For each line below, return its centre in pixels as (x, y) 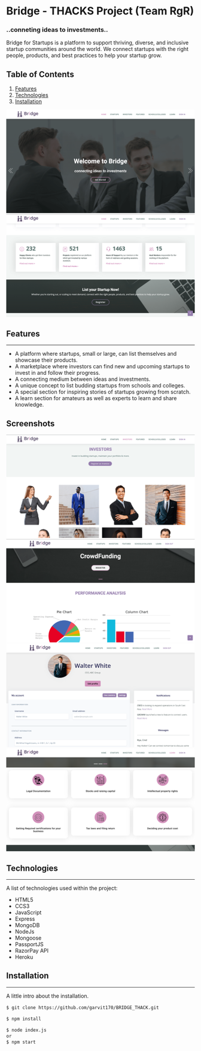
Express (25, 919)
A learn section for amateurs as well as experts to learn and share (96, 398)
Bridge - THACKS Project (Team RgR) (100, 11)
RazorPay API (32, 950)
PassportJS (29, 944)
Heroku (24, 957)
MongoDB (27, 925)
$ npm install (24, 1019)
